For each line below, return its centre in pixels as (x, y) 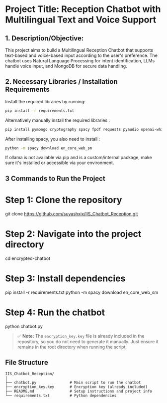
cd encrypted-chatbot (28, 258)
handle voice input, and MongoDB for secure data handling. (66, 66)
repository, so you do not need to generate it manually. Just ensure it (88, 341)
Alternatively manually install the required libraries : (58, 120)
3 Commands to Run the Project (55, 178)
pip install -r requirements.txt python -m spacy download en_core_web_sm (82, 292)
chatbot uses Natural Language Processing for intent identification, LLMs (80, 61)
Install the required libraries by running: (45, 101)
